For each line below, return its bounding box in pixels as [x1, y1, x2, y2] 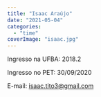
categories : [7, 23, 42, 30]
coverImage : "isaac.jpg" [7, 36, 79, 43]
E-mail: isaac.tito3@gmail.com [7, 82, 94, 90]
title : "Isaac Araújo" [7, 10, 73, 17]
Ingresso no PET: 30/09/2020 [7, 69, 92, 77]
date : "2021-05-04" [7, 17, 64, 24]
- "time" [13, 29, 39, 37]
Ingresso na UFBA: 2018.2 [7, 55, 82, 63]
